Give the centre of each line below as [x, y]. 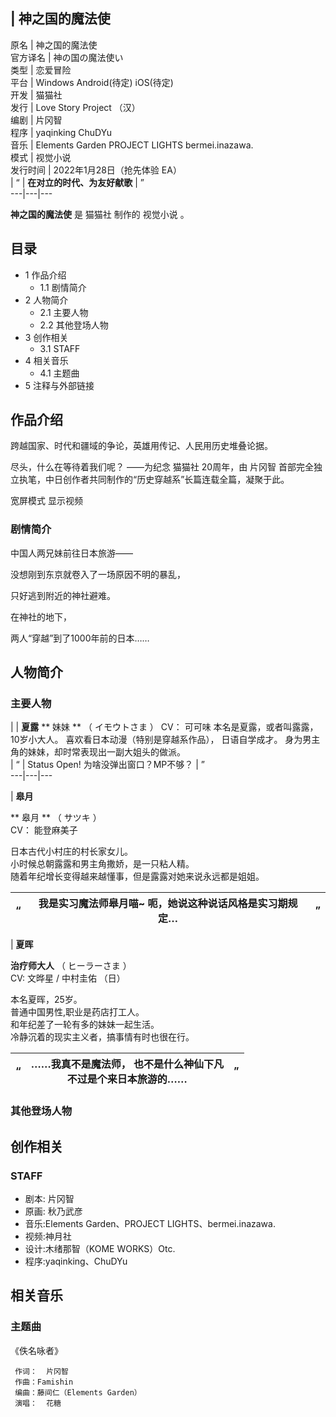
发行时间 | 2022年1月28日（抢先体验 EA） [96, 170]
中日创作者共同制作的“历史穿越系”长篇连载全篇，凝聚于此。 [167, 480]
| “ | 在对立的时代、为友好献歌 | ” [77, 182]
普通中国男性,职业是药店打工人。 [77, 1012]
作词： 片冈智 [41, 1371]
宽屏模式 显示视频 [46, 501]
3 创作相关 [46, 337]
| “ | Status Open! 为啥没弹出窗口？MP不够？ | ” [107, 765]
